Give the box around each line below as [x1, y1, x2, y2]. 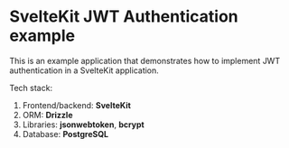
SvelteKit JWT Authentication [9, 6, 239, 27]
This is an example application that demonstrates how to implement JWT [9, 55, 281, 66]
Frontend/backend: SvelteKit [22, 99, 131, 110]
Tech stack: [9, 82, 52, 93]
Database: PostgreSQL [22, 128, 109, 139]
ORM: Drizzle [22, 109, 73, 120]
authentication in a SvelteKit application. [9, 65, 160, 76]
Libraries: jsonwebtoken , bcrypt [22, 119, 144, 130]
